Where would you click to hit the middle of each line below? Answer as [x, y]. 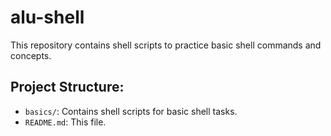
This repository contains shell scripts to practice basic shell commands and [166, 45]
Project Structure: [67, 87]
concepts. [31, 55]
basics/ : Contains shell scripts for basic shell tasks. [131, 111]
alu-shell [47, 17]
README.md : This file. [65, 122]
